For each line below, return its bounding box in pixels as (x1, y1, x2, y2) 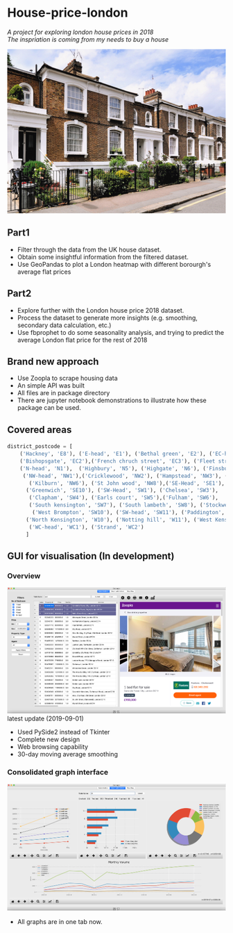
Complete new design (17, 735, 80, 744)
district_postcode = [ (7, 443, 73, 450)
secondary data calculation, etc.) (17, 321, 112, 329)
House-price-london (7, 5, 128, 21)
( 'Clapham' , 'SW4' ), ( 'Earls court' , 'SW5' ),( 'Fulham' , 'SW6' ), (28, 495, 218, 502)
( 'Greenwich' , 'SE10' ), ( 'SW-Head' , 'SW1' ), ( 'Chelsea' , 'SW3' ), (25, 487, 218, 494)
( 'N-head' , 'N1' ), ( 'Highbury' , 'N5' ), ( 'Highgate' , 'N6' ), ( (19, 465, 207, 472)
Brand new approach (7, 356, 99, 368)
